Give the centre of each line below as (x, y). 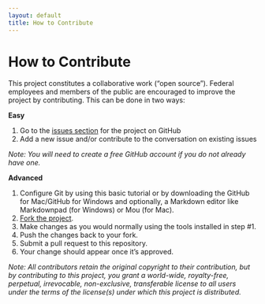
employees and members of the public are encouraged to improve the (122, 92)
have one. (24, 163)
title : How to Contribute (50, 23)
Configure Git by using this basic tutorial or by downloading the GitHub (134, 193)
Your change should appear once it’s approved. (96, 252)
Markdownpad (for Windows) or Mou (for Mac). (97, 210)
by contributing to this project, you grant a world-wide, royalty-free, (119, 276)
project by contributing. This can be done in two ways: (97, 100)
